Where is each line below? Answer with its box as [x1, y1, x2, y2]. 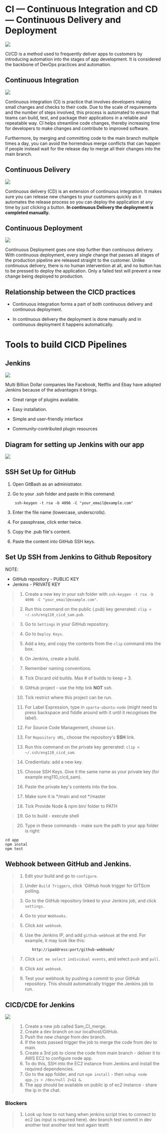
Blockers [5, 1100, 27, 1107]
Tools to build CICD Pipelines [5, 339, 127, 350]
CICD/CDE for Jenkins [5, 1001, 75, 1009]
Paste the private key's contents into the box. [24, 783, 118, 790]
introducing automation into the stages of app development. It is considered [5, 56, 161, 62]
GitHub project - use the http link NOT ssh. [24, 685, 113, 691]
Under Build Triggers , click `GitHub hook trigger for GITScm [24, 883, 151, 889]
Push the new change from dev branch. [24, 1034, 106, 1040]
